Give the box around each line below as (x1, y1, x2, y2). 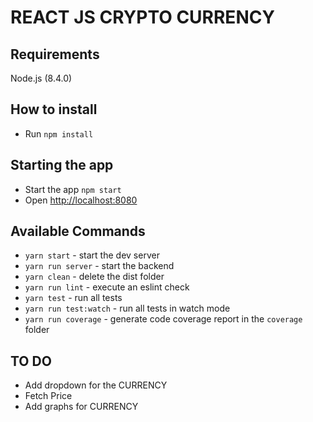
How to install (10, 101, 98, 118)
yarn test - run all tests (24, 292, 123, 304)
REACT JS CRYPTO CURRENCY (10, 6, 275, 29)
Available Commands (10, 223, 146, 240)
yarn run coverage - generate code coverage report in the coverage (24, 313, 303, 325)
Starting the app (10, 157, 114, 174)
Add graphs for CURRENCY (24, 401, 139, 413)
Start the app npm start (24, 183, 122, 195)
